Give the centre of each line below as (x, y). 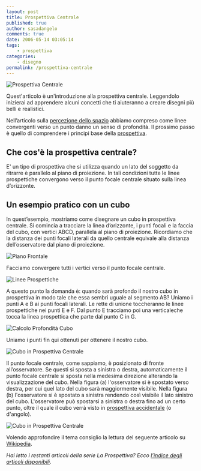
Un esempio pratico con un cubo (68, 205)
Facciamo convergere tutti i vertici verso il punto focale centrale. (86, 268)
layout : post (22, 12)
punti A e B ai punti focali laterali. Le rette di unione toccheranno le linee (95, 304)
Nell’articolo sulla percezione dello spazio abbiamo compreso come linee (97, 121)
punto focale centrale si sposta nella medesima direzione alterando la (92, 376)
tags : (13, 46)
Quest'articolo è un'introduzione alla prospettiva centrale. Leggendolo (93, 96)
